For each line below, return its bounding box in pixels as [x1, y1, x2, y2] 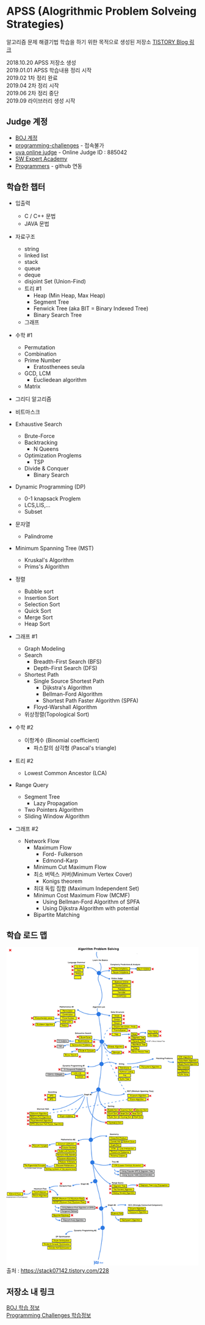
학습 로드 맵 [6, 930, 48, 940]
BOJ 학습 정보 [6, 1304, 40, 1311]
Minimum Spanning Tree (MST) [15, 544, 94, 552]
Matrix [24, 382, 41, 390]
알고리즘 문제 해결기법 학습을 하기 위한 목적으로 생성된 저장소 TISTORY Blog [6, 38, 188, 45]
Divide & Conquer [24, 464, 69, 472]
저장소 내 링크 [6, 1287, 55, 1297]
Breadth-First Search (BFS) [33, 658, 102, 665]
